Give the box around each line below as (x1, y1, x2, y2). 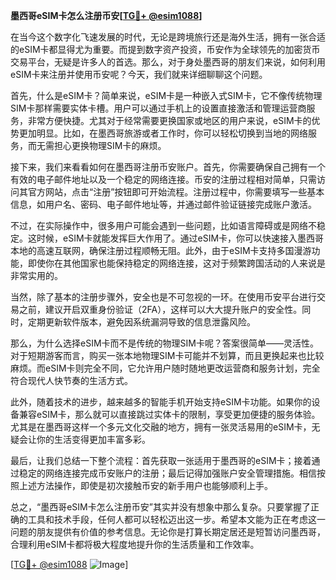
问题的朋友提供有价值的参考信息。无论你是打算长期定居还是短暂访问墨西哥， (10, 526, 326, 538)
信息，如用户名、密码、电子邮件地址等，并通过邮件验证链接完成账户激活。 (10, 199, 317, 210)
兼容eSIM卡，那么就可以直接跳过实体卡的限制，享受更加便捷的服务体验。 (18, 409, 321, 420)
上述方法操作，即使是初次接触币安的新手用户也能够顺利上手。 (18, 480, 273, 491)
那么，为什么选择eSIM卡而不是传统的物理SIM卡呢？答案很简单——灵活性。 (10, 337, 319, 349)
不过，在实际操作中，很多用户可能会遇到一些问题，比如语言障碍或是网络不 (10, 220, 317, 231)
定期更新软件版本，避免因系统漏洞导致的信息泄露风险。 (27, 316, 256, 328)
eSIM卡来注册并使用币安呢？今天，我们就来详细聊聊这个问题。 (10, 69, 268, 80)
